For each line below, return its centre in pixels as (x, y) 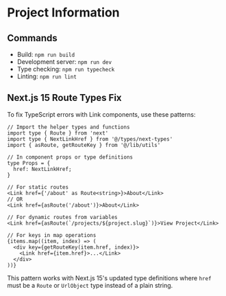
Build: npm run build (46, 54)
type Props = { (29, 163)
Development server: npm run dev (64, 62)
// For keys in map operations (52, 235)
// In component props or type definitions (70, 157)
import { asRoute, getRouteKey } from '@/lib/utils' (84, 145)
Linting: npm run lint (47, 76)
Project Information (63, 13)
